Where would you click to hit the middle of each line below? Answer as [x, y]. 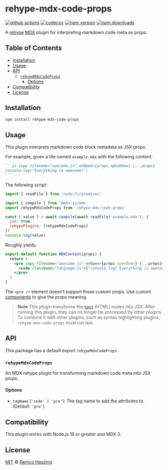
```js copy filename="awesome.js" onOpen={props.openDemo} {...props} [80, 166]
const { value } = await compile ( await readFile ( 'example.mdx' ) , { [77, 217]
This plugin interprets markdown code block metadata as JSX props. [76, 147]
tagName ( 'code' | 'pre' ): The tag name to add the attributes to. [78, 401]
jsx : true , [21, 221]
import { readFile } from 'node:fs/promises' [53, 194]
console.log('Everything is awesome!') [47, 171]
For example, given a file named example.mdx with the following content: [79, 157]
